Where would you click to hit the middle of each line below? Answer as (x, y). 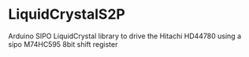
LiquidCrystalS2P (67, 14)
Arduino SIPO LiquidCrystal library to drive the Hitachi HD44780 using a (125, 36)
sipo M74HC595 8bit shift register (63, 44)
